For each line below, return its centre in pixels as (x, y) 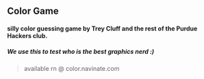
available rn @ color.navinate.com (72, 68)
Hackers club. (27, 35)
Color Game (33, 11)
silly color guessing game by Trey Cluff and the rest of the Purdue (102, 28)
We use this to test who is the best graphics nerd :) (81, 51)
